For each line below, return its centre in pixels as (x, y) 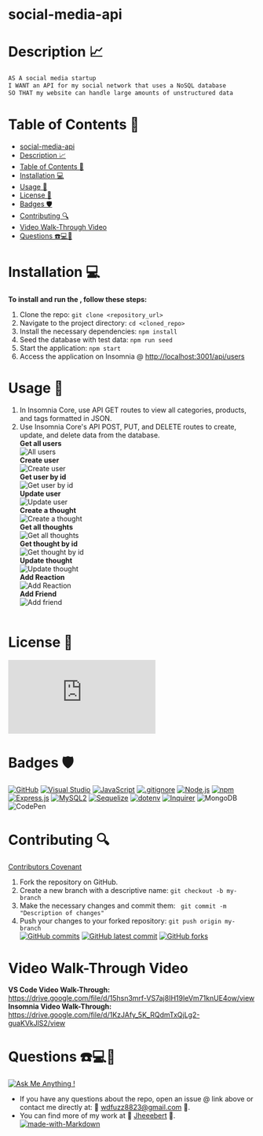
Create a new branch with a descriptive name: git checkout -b (121, 891)
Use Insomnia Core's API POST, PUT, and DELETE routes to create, (128, 426)
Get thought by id (49, 544)
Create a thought (48, 510)
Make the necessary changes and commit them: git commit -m (123, 905)
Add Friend (38, 594)
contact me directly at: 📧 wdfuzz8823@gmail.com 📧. (105, 1108)
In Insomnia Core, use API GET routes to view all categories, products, (133, 410)
